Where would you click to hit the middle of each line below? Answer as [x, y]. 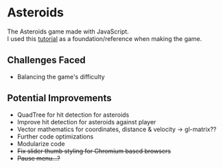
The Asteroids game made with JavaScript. [68, 31]
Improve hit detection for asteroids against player [86, 122]
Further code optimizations [55, 136]
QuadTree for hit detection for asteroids [73, 115]
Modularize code [41, 143]
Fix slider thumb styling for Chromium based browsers [94, 151]
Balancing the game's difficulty [61, 76]
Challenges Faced [46, 60]
